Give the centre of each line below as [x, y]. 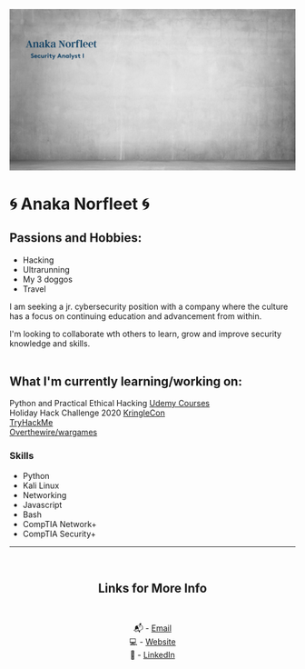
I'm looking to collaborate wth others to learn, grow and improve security [146, 334]
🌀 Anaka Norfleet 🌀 [79, 204]
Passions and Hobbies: [76, 238]
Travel [34, 289]
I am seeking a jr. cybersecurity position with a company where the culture [149, 306]
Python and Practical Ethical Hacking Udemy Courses [110, 404]
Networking [44, 494]
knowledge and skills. [50, 343]
